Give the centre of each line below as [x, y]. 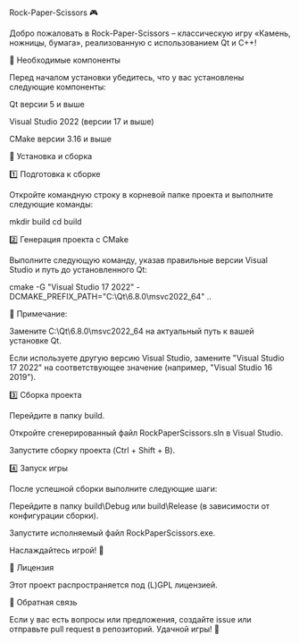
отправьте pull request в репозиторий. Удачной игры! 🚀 [115, 629]
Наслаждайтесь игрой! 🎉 [57, 550]
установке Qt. [36, 341]
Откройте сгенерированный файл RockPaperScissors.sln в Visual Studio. [146, 433]
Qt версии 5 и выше [47, 104]
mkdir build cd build [46, 221]
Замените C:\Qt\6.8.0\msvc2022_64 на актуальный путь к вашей [132, 331]
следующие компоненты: [58, 87]
